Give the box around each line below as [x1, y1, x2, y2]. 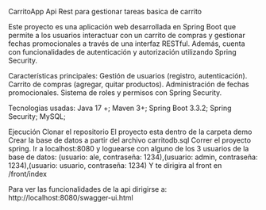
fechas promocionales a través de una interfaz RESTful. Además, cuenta [8, 39, 245, 48]
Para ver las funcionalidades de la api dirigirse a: [8, 185, 168, 193]
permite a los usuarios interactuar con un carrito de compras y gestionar [8, 31, 246, 40]
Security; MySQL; [8, 112, 66, 121]
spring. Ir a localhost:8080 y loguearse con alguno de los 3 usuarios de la [8, 144, 249, 153]
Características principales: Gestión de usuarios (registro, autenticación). [8, 71, 248, 80]
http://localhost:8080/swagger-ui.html [8, 193, 133, 202]
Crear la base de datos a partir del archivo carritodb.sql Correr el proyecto [8, 136, 252, 145]
